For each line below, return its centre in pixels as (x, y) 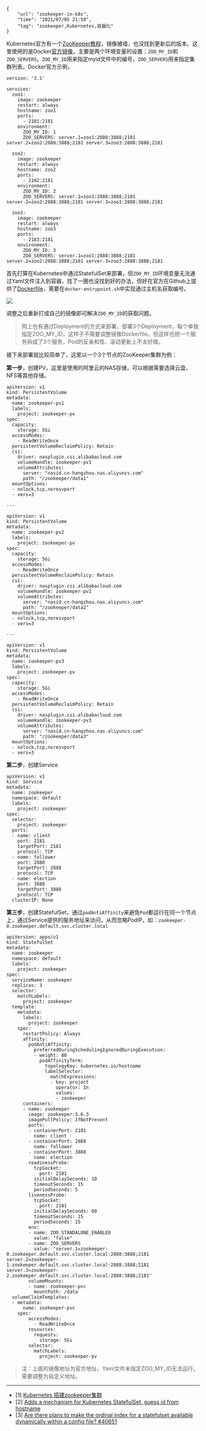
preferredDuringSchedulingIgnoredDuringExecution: (100, 1050)
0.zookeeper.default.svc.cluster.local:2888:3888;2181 (78, 1254)
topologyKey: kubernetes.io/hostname (93, 1066)
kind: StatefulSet (30, 943)
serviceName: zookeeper (42, 980)
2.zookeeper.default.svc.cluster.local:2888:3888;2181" (79, 1276)
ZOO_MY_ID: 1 (39, 132)
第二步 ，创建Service (32, 765)
